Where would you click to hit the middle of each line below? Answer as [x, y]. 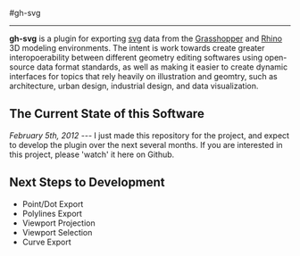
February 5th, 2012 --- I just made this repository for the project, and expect [150, 135]
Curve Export [46, 242]
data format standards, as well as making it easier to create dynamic [162, 67]
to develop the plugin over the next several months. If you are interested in [146, 145]
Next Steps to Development [87, 182]
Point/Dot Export [53, 203]
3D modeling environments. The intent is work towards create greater [137, 48]
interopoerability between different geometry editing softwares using [136, 58]
